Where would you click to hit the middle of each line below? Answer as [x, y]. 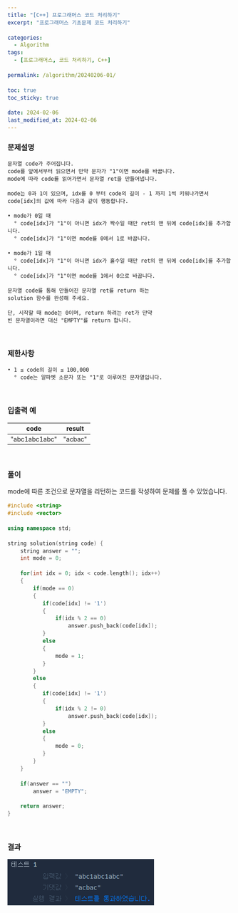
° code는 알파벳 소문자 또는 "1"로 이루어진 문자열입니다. [88, 377]
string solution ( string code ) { [55, 543]
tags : [15, 53]
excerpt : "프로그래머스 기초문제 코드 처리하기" [69, 22]
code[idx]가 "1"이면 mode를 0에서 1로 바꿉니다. [86, 239]
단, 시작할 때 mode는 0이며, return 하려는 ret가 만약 [80, 313]
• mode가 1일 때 [29, 254]
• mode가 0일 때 [29, 216]
